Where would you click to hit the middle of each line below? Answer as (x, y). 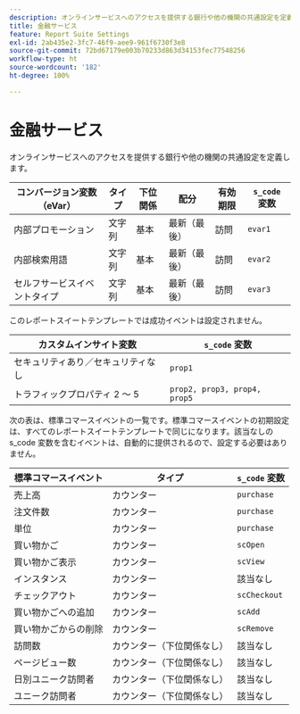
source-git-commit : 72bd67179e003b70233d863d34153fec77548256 (127, 51)
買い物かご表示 (46, 561)
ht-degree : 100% (39, 76)
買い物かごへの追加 (54, 612)
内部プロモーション (54, 229)
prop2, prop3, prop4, (215, 389)
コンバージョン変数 (57, 192)
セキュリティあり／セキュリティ (80, 361)
